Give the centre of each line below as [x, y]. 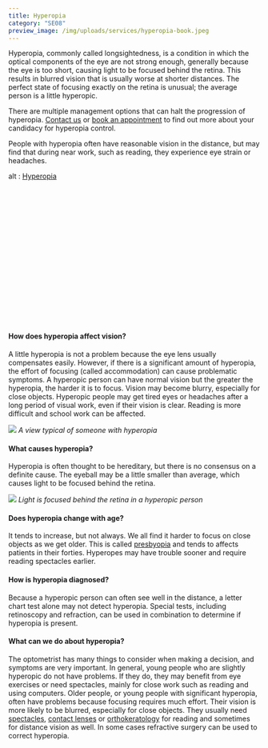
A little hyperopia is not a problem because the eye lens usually [112, 354]
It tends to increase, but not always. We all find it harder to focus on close [130, 536]
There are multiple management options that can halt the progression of [127, 111]
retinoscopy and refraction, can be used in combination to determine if [125, 614]
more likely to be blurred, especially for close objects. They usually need [128, 710]
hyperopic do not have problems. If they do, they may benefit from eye [125, 676]
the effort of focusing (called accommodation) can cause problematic [123, 371]
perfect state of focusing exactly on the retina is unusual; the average [123, 87]
